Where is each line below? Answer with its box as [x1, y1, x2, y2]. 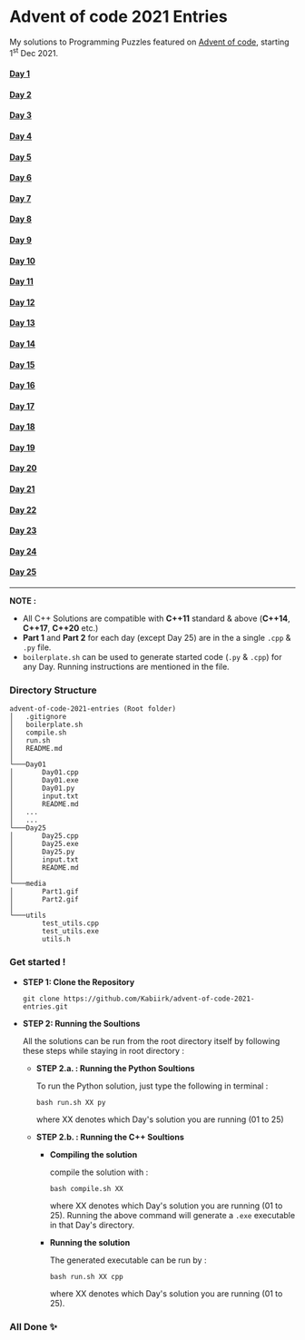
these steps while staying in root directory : [22, 1045, 184, 1056]
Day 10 [9, 255, 36, 266]
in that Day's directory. [49, 1219, 135, 1230]
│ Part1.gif [9, 887, 79, 896]
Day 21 [9, 484, 35, 495]
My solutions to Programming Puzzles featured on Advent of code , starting [9, 36, 290, 47]
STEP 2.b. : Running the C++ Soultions [35, 1131, 184, 1142]
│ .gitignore [9, 713, 67, 722]
